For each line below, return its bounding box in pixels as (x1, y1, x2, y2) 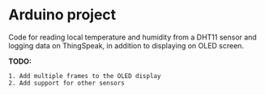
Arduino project (8, 6, 117, 24)
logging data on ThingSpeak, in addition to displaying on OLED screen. (8, 40, 245, 50)
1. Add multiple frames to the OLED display (8, 72, 161, 80)
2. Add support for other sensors (8, 79, 126, 87)
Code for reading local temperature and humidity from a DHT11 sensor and (8, 32, 257, 42)
